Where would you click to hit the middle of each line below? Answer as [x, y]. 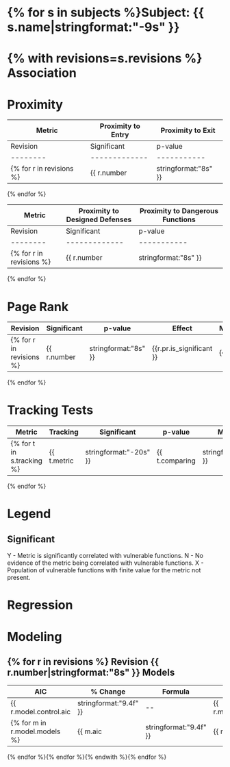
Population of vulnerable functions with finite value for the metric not [104, 570]
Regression [40, 605]
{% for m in [28, 723]
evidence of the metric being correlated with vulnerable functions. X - [105, 563]
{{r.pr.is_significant [182, 349]
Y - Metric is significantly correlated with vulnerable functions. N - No [105, 556]
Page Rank [38, 307]
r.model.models [36, 731]
